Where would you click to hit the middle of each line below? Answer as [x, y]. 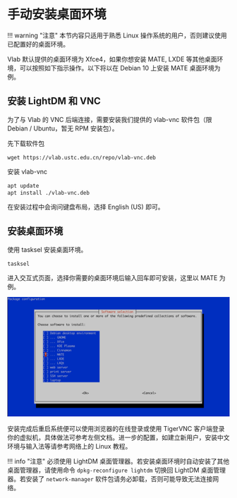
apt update [23, 186]
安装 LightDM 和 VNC [54, 101]
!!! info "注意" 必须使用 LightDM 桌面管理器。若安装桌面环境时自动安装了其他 [119, 461]
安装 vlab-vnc [28, 171]
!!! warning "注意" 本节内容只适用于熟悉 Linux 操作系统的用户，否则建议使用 [117, 35]
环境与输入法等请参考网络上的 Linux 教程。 [69, 447]
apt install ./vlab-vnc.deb [49, 193]
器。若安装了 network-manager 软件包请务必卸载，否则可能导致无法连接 [110, 479]
